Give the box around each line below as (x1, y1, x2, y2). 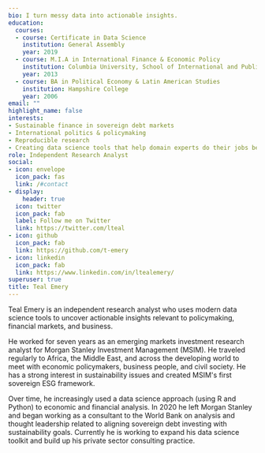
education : (8, 19, 44, 27)
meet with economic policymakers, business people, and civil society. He (8, 362, 246, 371)
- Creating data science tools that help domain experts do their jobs (8, 144, 248, 152)
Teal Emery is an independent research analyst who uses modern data (8, 305, 237, 314)
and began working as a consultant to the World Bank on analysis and (8, 411, 235, 420)
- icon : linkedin (8, 253, 65, 261)
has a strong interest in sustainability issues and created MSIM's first (8, 370, 233, 380)
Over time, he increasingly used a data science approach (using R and (8, 394, 237, 403)
